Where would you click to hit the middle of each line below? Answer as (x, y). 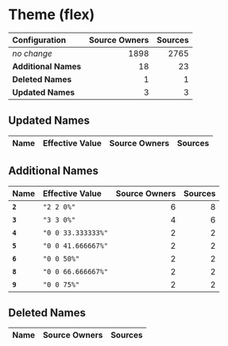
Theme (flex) (52, 15)
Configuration (39, 40)
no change (33, 53)
